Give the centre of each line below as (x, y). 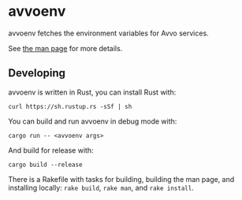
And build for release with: (51, 150)
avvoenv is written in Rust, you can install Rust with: (92, 92)
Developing (37, 73)
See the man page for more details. (65, 48)
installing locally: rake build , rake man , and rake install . (101, 187)
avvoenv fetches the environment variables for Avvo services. (108, 33)
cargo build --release (45, 165)
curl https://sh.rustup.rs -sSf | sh (70, 106)
